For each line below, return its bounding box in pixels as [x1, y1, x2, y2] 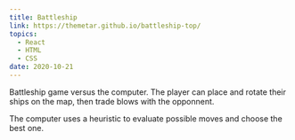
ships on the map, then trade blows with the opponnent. [9, 96, 215, 106]
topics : [9, 29, 38, 38]
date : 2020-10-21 [9, 63, 74, 72]
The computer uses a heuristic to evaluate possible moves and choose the [9, 113, 283, 124]
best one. [9, 122, 45, 133]
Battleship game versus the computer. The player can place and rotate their [9, 86, 287, 97]
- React [17, 37, 46, 47]
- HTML [17, 46, 42, 55]
